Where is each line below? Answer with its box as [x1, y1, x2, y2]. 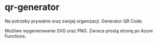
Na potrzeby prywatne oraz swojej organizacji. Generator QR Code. [4, 18, 143, 24]
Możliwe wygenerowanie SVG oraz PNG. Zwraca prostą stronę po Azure [4, 27, 153, 33]
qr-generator [4, 1, 60, 13]
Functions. [4, 33, 26, 39]
